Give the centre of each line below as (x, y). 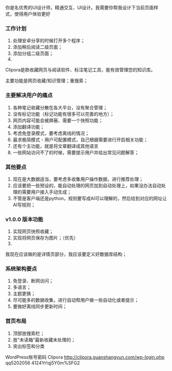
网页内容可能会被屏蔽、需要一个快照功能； (58, 120)
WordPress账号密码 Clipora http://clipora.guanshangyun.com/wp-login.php (85, 357)
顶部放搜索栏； (28, 333)
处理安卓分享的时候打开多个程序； (49, 41)
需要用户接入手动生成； (47, 192)
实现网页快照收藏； (33, 231)
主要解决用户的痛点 (29, 95)
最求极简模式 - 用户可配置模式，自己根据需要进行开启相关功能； (80, 140)
